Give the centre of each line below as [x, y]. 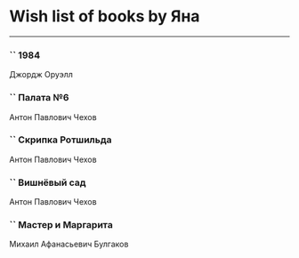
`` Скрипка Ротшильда [61, 140]
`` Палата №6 [39, 98]
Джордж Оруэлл [41, 75]
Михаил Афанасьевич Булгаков [69, 244]
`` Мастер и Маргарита [61, 225]
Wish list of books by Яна [105, 16]
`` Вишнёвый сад [48, 182]
